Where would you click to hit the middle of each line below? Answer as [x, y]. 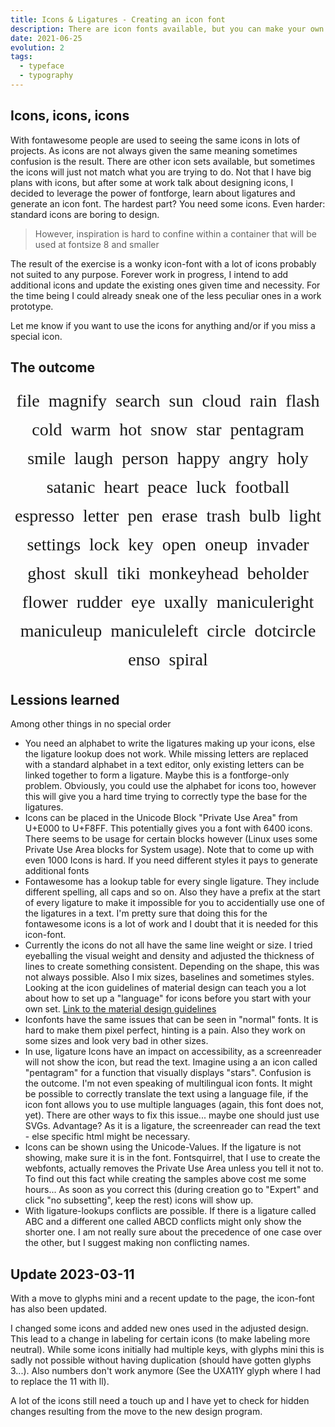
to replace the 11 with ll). [60, 1382]
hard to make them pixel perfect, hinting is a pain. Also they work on [165, 1030]
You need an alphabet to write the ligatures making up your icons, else [170, 743]
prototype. [32, 306]
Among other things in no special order [91, 724]
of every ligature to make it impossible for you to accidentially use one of [174, 903]
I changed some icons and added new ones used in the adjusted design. [159, 1328]
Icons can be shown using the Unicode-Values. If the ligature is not [163, 1147]
